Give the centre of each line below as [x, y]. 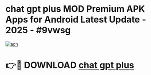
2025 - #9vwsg [38, 30]
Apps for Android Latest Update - [76, 20]
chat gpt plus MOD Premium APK [75, 9]
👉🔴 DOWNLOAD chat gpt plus [70, 65]
